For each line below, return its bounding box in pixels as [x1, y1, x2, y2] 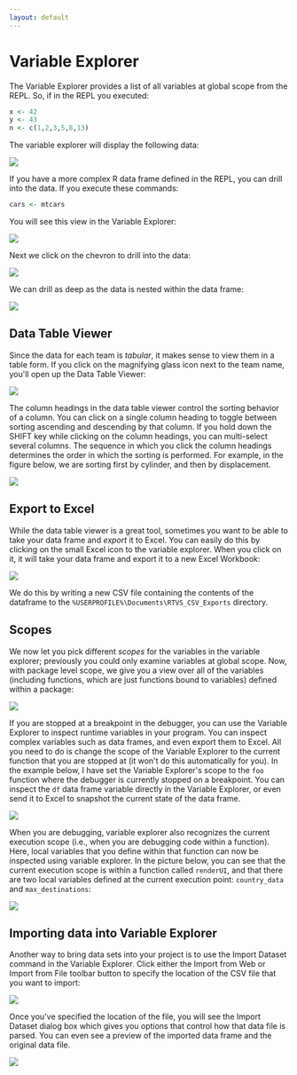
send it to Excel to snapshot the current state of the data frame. [9, 793, 241, 803]
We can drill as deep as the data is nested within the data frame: [9, 284, 244, 295]
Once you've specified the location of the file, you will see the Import [9, 1011, 262, 1022]
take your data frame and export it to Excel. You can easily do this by [9, 534, 261, 545]
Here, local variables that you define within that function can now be [9, 845, 259, 857]
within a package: [9, 684, 74, 694]
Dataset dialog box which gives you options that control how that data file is [9, 1021, 286, 1032]
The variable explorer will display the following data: [9, 139, 199, 151]
